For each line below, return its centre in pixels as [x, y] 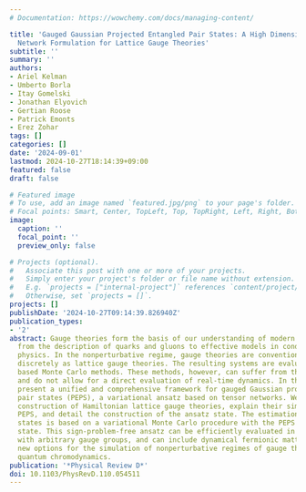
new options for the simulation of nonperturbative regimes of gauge [152, 448]
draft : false [34, 179]
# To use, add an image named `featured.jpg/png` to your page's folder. [153, 203]
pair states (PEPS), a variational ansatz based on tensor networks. [152, 397]
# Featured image [42, 195]
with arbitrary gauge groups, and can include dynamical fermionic [148, 440]
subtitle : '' [34, 51]
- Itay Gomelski [40, 93]
